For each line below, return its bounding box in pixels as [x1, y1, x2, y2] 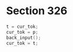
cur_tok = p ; [6, 29, 39, 35]
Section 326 [6, 4, 68, 18]
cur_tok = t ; [6, 40, 39, 46]
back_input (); [6, 34, 42, 41]
